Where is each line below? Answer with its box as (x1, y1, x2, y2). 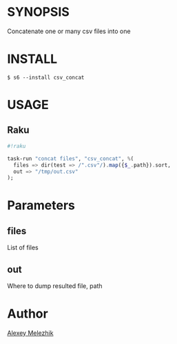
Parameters (7, 198, 76, 213)
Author (7, 306, 48, 322)
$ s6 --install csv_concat (7, 74, 85, 81)
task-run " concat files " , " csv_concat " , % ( (7, 155, 134, 162)
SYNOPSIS (7, 4, 70, 20)
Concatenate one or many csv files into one (7, 27, 131, 35)
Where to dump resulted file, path (7, 282, 103, 290)
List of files (7, 243, 39, 252)
